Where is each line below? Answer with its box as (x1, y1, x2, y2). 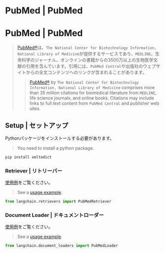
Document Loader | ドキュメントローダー (5, 211, 104, 218)
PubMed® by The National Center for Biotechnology (29, 79, 139, 85)
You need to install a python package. (17, 145, 94, 151)
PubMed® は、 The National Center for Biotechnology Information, (17, 45, 157, 51)
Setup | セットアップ (5, 121, 69, 130)
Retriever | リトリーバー (5, 167, 63, 174)
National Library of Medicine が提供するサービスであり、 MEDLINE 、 (17, 51, 156, 57)
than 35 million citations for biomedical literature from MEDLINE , (29, 90, 157, 96)
